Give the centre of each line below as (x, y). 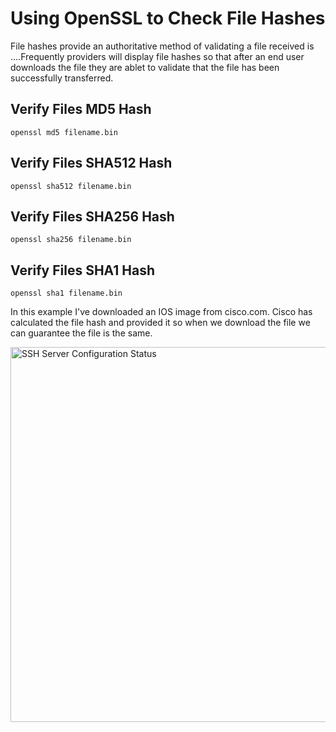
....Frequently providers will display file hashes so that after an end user (157, 56)
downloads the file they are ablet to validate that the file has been (145, 67)
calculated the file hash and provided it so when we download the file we (160, 323)
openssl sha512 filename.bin (71, 186)
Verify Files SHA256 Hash (92, 216)
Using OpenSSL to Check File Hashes (168, 18)
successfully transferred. (62, 78)
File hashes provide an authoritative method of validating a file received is (162, 46)
